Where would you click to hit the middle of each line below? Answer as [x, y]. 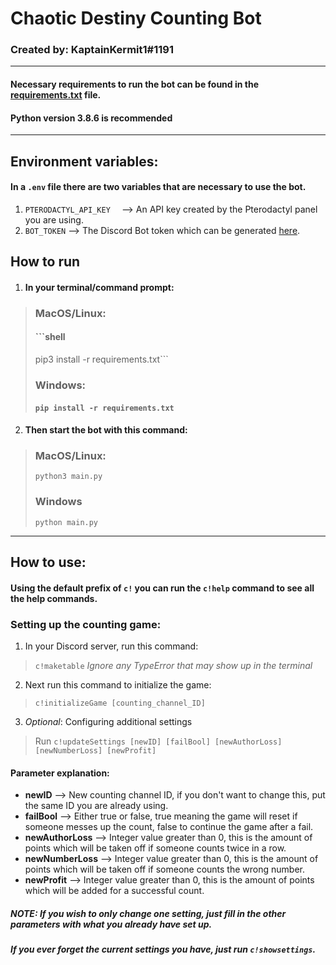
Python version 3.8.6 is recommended [91, 118]
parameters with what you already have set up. [111, 924]
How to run [45, 262]
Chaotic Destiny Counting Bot [136, 18]
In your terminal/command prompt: [99, 287]
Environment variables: [84, 161]
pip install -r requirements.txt [104, 408]
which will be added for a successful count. [114, 891]
